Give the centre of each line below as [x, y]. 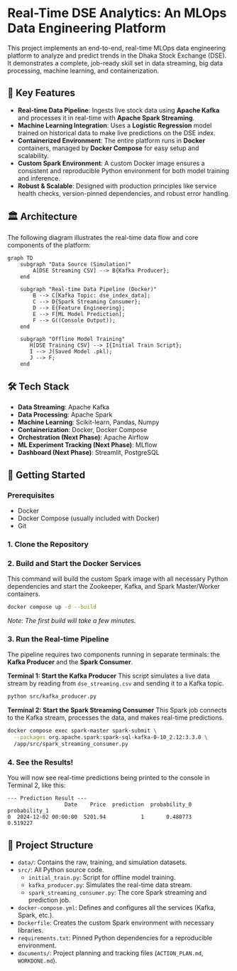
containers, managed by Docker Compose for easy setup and [108, 148]
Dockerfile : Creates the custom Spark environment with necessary [116, 923]
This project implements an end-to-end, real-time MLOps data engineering [116, 48]
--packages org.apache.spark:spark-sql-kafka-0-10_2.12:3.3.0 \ [111, 738]
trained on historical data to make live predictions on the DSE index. [116, 132]
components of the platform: [49, 245]
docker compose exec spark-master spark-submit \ [82, 731]
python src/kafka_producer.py [52, 697]
